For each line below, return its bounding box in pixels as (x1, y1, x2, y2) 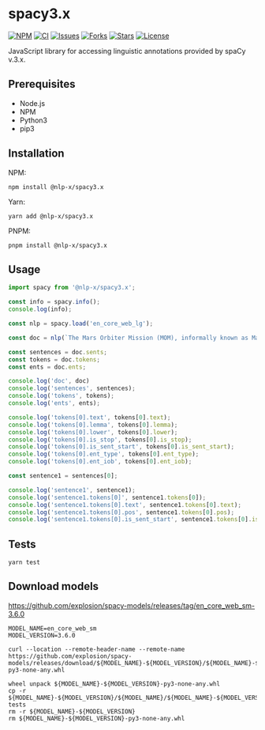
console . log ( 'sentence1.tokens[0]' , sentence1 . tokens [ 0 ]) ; (8, 494, 207, 501)
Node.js (19, 98, 46, 108)
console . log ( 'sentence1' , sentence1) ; (8, 486, 136, 494)
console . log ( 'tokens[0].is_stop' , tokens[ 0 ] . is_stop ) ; (8, 436, 192, 444)
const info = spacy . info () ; (8, 298, 101, 306)
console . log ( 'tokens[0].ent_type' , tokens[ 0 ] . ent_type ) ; (8, 450, 200, 459)
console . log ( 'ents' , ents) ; (8, 399, 101, 407)
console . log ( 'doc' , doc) (8, 377, 90, 385)
